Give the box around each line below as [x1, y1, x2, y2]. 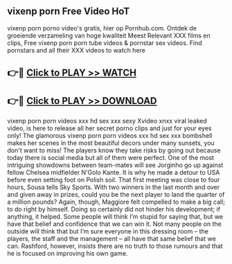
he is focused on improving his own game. [7, 249, 128, 258]
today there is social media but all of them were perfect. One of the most [7, 154, 215, 162]
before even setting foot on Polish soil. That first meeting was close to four [7, 176, 220, 184]
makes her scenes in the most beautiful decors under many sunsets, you [7, 139, 215, 148]
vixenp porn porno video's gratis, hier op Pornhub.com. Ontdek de [7, 24, 197, 32]
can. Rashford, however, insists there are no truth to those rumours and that [7, 242, 223, 250]
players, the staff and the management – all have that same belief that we [7, 235, 216, 243]
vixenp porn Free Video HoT [7, 6, 130, 17]
